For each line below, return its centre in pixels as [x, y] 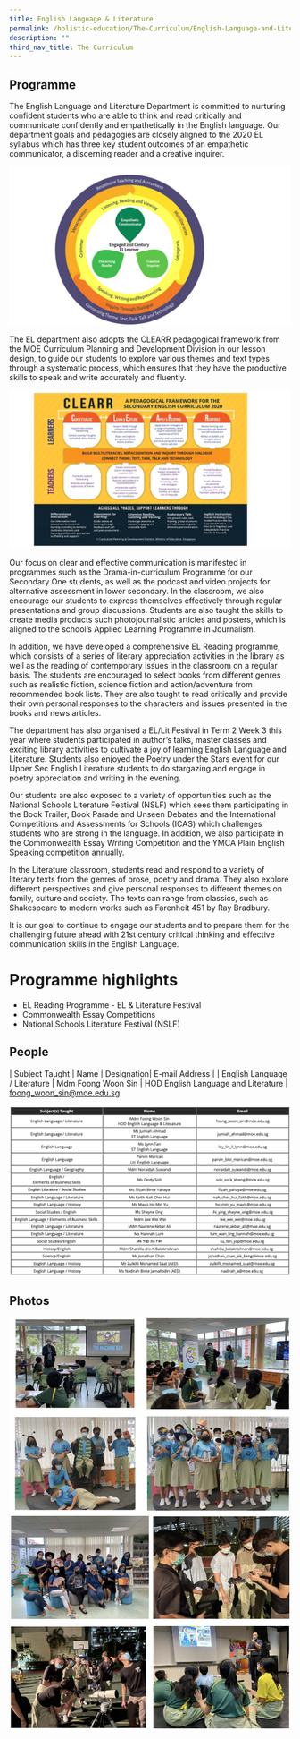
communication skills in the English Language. [94, 944]
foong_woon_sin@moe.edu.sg [65, 1093]
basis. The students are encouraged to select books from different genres [145, 675]
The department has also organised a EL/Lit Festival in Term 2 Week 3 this [146, 730]
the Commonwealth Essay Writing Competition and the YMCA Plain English [147, 843]
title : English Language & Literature [81, 19]
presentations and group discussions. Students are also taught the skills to [146, 610]
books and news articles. [55, 713]
